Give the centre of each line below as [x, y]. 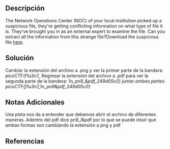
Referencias [25, 141]
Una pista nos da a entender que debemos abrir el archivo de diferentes [81, 115]
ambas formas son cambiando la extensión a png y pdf [63, 125]
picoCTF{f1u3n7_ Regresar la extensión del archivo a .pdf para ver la [77, 76]
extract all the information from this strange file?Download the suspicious [82, 36]
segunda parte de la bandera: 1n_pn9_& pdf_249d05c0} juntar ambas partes [85, 81]
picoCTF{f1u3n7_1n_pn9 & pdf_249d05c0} [48, 86]
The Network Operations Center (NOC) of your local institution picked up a [83, 20]
